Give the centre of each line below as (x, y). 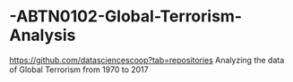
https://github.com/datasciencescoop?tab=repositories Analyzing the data (147, 60)
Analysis (43, 35)
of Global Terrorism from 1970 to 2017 (79, 70)
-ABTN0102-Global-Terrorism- (126, 16)
